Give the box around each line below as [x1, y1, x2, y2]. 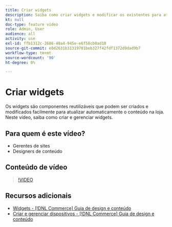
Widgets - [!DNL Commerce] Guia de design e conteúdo [12, 205, 132, 211]
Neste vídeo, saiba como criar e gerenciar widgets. [5, 114, 113, 120]
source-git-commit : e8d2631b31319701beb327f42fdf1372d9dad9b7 [5, 46, 141, 51]
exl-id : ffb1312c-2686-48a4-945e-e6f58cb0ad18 [5, 41, 106, 46]
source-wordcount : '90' [5, 55, 56, 60]
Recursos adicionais [5, 192, 72, 200]
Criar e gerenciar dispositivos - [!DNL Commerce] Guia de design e [12, 211, 155, 217]
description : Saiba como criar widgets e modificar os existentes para [5, 12, 161, 17]
